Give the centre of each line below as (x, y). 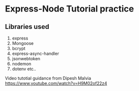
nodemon (22, 64)
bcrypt (19, 48)
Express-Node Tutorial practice (69, 9)
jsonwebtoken (26, 58)
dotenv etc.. (24, 69)
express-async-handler (35, 53)
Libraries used (27, 27)
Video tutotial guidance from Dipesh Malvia (48, 78)
